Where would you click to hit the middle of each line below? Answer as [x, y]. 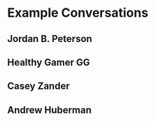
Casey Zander [38, 86]
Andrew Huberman [50, 110]
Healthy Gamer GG [49, 62]
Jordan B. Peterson [50, 39]
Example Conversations [78, 13]
